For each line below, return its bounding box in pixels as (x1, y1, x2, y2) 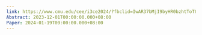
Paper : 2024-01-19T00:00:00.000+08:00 (6, 20, 103, 26)
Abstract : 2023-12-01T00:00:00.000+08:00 (6, 14, 112, 20)
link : (6, 8, 20, 15)
